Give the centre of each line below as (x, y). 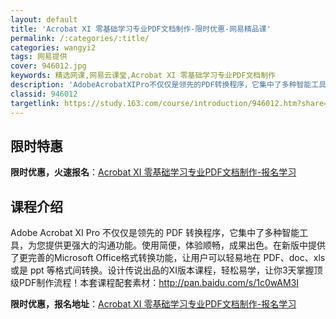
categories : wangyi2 (53, 47)
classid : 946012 (44, 94)
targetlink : (35, 103)
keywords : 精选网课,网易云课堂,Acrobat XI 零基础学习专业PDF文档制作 (143, 76)
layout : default (44, 19)
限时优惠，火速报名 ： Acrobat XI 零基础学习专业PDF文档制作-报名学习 (153, 172)
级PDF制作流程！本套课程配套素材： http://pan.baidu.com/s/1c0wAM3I (155, 283)
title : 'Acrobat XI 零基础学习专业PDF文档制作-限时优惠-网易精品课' (141, 29)
